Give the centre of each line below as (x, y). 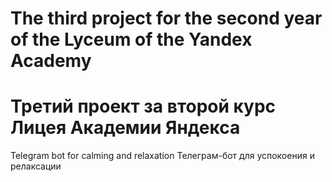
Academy (51, 61)
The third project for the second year (166, 18)
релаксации (36, 166)
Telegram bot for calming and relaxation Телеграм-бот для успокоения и (162, 156)
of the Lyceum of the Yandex (131, 39)
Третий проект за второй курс (143, 106)
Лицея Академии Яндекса (125, 128)
